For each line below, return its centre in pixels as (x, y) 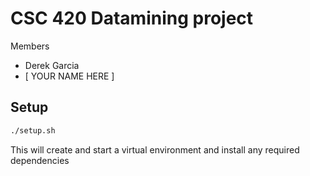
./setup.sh (33, 130)
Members (30, 46)
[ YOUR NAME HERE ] (69, 76)
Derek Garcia (52, 65)
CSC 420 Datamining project (132, 18)
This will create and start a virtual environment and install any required (155, 149)
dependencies (40, 160)
